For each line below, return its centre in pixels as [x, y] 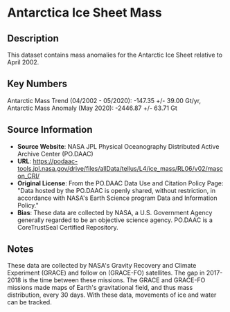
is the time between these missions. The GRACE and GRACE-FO [114, 280]
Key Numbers [37, 84]
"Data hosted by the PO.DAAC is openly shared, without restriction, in [116, 190]
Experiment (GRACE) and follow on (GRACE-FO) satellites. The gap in [106, 273]
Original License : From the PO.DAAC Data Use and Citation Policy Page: [120, 183]
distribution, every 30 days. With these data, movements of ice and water [112, 295]
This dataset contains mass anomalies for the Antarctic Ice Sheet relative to [115, 55]
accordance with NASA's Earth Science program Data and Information [117, 198]
